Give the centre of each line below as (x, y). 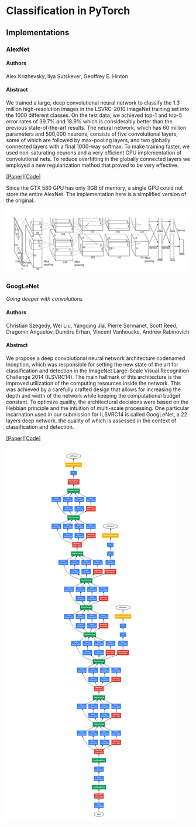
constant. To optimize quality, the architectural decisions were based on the (97, 402)
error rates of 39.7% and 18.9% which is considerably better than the (89, 121)
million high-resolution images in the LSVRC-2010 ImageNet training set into (98, 109)
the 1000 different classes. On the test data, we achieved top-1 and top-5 (94, 115)
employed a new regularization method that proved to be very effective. (92, 165)
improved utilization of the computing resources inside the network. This (94, 383)
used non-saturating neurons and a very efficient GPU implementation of (94, 152)
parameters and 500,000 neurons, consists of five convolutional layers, (92, 134)
